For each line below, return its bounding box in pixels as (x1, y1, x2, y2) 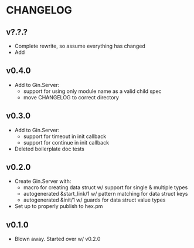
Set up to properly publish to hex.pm (14, 203, 103, 210)
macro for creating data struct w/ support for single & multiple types (23, 184, 188, 191)
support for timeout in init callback (23, 133, 107, 140)
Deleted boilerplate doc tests (14, 145, 85, 152)
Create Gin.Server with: (14, 177, 72, 185)
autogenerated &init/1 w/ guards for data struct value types (23, 196, 166, 203)
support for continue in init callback (23, 139, 110, 146)
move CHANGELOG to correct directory (23, 93, 119, 100)
